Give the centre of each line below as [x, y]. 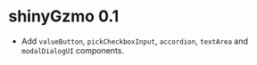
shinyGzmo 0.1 [64, 16]
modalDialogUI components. [73, 50]
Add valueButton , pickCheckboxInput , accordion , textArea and [135, 41]
